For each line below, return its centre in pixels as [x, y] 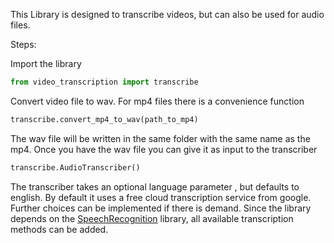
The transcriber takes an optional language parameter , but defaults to [155, 186]
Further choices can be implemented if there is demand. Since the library [161, 208]
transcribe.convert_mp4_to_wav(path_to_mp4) [104, 119]
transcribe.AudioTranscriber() [75, 167]
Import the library [46, 63]
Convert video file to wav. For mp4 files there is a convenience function [157, 101]
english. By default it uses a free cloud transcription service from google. [161, 197]
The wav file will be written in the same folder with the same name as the [160, 138]
